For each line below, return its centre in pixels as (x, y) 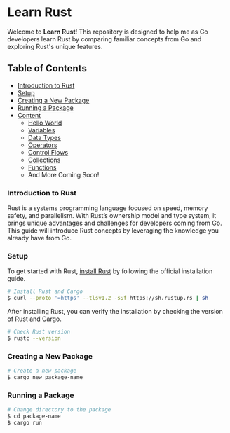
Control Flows (48, 152)
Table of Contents (47, 68)
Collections (44, 160)
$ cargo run (25, 422)
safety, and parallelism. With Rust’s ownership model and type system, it (112, 216)
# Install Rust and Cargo (45, 291)
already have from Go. (40, 238)
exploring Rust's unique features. (55, 46)
